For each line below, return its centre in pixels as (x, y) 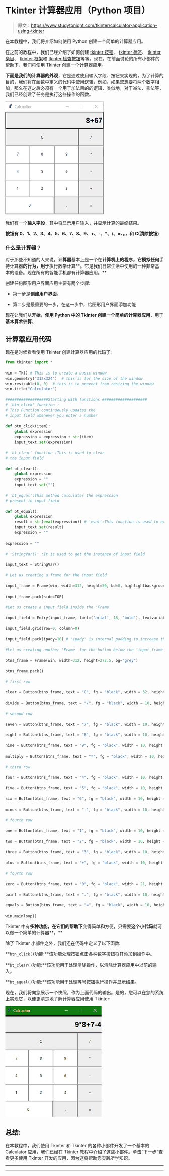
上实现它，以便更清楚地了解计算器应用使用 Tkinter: (58, 999)
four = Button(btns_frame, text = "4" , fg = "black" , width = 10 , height (84, 778)
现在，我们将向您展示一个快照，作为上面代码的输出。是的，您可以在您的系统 (84, 992)
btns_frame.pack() (24, 671)
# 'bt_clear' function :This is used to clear (55, 453)
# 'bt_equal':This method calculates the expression (62, 495)
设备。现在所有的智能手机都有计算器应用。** (60, 273)
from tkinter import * (29, 362)
